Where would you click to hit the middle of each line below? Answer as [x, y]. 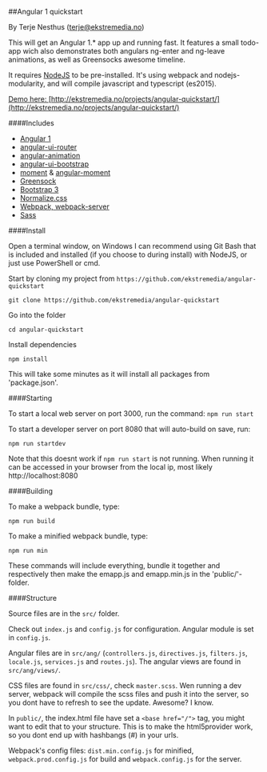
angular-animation [50, 156]
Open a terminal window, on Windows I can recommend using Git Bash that [132, 246]
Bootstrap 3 [39, 190]
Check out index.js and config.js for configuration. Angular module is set [131, 629]
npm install [28, 359]
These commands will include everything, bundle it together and [114, 566]
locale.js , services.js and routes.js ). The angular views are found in [125, 662]
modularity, [27, 84]
